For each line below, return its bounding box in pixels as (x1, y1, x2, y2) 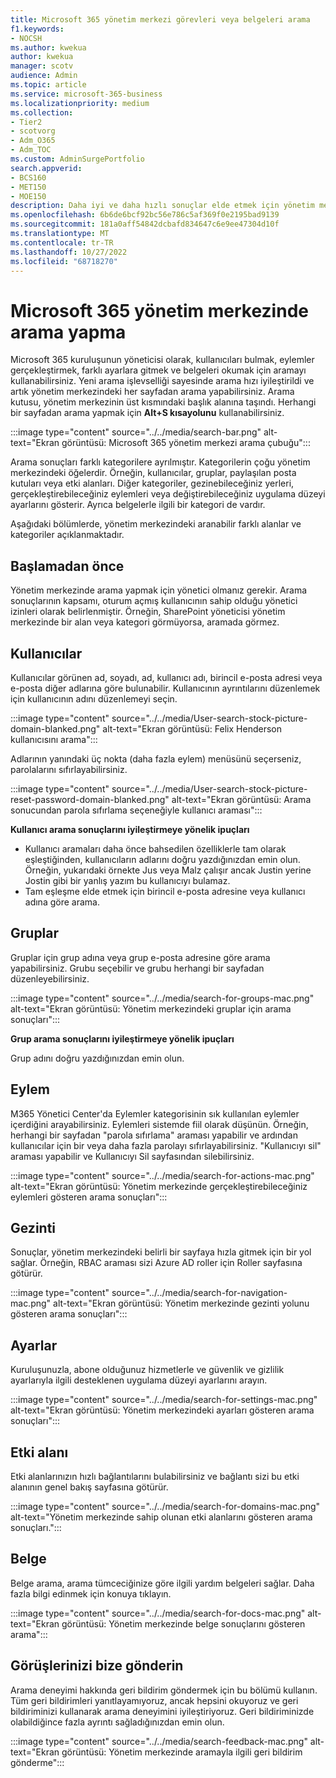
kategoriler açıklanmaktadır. (10, 529, 125, 541)
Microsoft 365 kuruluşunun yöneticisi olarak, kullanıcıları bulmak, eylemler (10, 354, 315, 366)
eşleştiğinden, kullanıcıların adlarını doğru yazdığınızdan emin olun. (24, 853, 301, 865)
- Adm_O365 (10, 136, 56, 146)
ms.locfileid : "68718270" (10, 256, 118, 266)
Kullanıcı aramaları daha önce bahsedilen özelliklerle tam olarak (24, 842, 287, 855)
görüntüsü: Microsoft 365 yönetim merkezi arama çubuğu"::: (61, 437, 311, 449)
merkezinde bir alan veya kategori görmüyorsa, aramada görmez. (10, 616, 280, 628)
